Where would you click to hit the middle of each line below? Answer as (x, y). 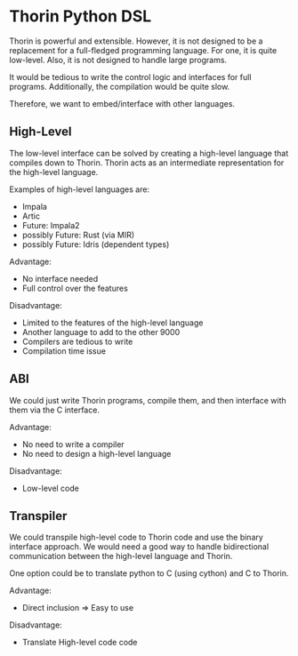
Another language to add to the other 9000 (101, 332)
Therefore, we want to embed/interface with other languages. (122, 103)
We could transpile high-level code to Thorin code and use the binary (137, 537)
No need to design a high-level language (97, 453)
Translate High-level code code (80, 643)
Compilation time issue (64, 351)
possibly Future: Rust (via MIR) (78, 235)
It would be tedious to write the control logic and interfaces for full (130, 76)
